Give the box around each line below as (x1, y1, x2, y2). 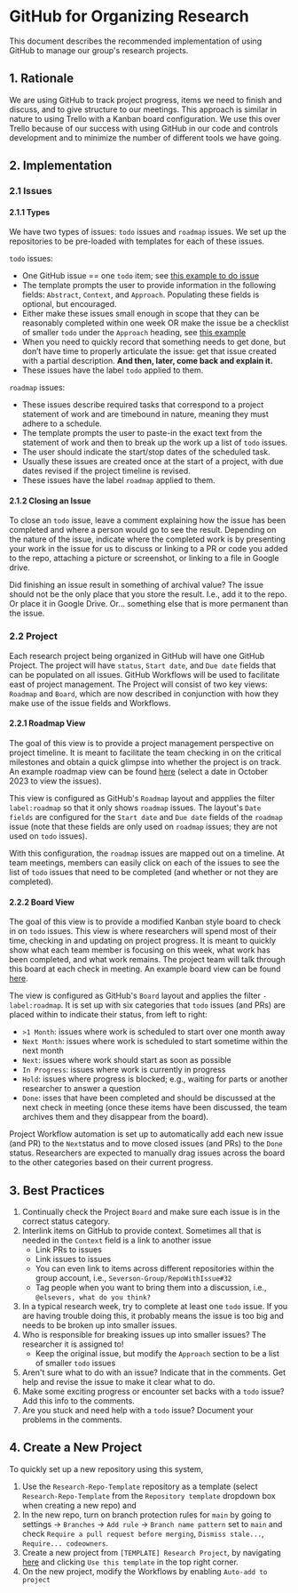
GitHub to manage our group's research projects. (9, 44, 189, 55)
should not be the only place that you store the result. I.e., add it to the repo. (9, 589, 287, 599)
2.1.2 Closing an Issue (9, 495, 91, 506)
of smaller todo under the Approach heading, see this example (21, 327, 247, 338)
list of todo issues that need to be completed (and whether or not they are (9, 866, 278, 877)
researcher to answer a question (21, 1083, 141, 1094)
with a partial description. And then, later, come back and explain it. (21, 356, 273, 366)
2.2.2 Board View (9, 897, 75, 907)
